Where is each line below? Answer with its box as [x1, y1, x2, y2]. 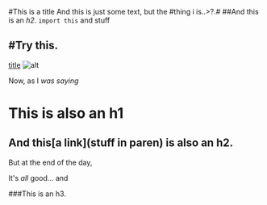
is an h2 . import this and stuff [8, 15, 111, 25]
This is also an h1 [8, 104, 123, 122]
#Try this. [8, 39, 59, 52]
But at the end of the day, [8, 157, 93, 167]
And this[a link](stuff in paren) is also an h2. [8, 136, 234, 150]
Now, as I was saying [8, 76, 79, 86]
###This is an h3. [8, 189, 67, 199]
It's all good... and [8, 173, 69, 182]
